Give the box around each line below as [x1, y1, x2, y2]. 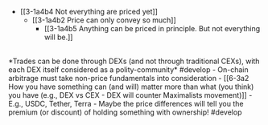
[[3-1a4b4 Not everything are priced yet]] [19, 7, 159, 16]
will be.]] [43, 32, 73, 42]
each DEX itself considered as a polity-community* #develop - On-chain [8, 65, 249, 75]
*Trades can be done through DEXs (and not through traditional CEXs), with [8, 56, 260, 66]
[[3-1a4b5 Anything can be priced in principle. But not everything [43, 24, 261, 33]
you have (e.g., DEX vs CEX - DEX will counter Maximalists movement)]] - [8, 91, 253, 99]
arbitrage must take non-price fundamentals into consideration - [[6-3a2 [8, 74, 249, 83]
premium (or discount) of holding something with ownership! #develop [8, 107, 242, 117]
